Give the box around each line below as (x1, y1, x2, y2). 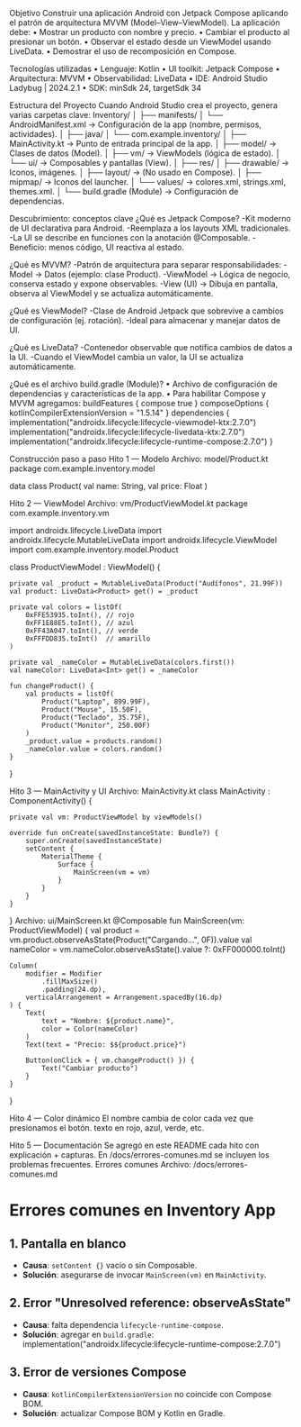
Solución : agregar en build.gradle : (22, 1329, 155, 1340)
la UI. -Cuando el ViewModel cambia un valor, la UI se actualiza (9, 351, 244, 362)
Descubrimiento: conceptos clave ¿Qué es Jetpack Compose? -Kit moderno (9, 214, 292, 223)
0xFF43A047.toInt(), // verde (25, 626, 139, 635)
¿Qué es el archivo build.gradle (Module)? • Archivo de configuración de (9, 378, 279, 389)
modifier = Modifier (25, 969, 102, 978)
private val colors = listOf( (9, 603, 123, 612)
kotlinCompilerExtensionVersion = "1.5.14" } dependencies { (9, 407, 230, 418)
